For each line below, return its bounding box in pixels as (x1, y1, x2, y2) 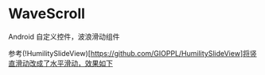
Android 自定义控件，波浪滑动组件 (8, 32, 120, 41)
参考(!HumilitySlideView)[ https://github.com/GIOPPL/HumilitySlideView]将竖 (8, 48, 257, 58)
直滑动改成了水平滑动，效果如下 (8, 58, 113, 68)
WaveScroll (8, 5, 86, 23)
